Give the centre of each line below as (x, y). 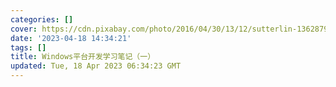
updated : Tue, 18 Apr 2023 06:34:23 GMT (96, 66)
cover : (24, 29)
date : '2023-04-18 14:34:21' (71, 38)
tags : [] (28, 47)
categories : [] (42, 19)
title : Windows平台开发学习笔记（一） (83, 57)
